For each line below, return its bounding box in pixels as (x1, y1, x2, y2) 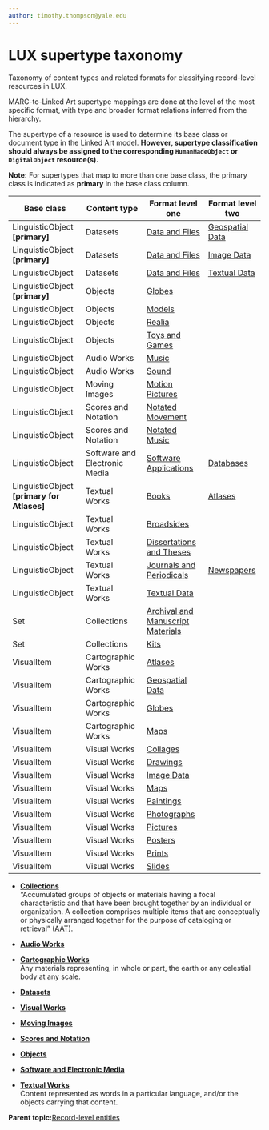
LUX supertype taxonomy (8, 46, 183, 64)
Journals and (147, 559, 196, 571)
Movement (147, 411, 187, 423)
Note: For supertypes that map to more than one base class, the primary (8, 170, 248, 180)
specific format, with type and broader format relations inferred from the (8, 105, 247, 114)
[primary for (12, 490, 60, 501)
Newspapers (207, 564, 256, 575)
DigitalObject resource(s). (8, 154, 99, 164)
